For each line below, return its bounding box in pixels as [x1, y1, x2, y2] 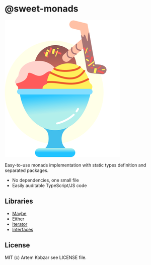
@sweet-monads [5, 3, 79, 15]
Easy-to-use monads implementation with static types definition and [5, 162, 146, 168]
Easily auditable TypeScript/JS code [12, 182, 87, 189]
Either [12, 216, 25, 222]
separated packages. [5, 167, 49, 173]
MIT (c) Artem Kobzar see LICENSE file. [5, 254, 87, 260]
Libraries [5, 197, 33, 206]
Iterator [12, 221, 28, 227]
